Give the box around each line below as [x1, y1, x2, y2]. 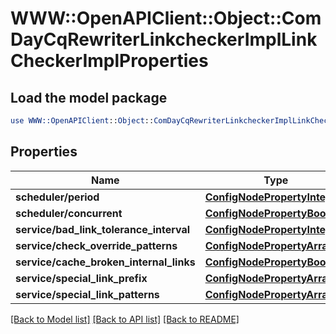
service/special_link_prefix [15, 271, 148, 285]
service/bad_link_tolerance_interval [15, 222, 191, 236]
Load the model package [10, 89, 168, 106]
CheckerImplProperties [10, 50, 209, 72]
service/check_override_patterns [15, 238, 178, 252]
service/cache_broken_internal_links [15, 255, 196, 269]
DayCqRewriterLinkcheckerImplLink [10, 28, 318, 51]
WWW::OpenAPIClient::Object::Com [10, 7, 322, 30]
